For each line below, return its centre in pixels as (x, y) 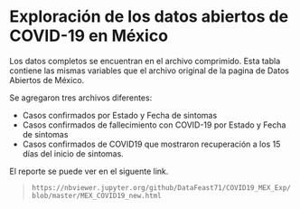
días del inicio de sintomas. (73, 153)
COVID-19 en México (89, 36)
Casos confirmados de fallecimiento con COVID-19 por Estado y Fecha (154, 125)
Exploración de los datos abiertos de (149, 17)
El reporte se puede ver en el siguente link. (89, 171)
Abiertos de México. (47, 80)
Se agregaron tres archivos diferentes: (81, 98)
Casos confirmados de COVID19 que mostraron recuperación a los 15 (151, 144)
